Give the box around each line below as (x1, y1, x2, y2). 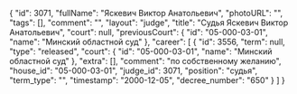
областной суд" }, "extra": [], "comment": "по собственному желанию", (9, 56, 282, 66)
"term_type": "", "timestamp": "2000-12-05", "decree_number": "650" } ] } (9, 75, 286, 85)
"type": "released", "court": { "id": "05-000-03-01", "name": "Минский (9, 46, 273, 57)
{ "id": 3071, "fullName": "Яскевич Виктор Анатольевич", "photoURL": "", (9, 8, 283, 18)
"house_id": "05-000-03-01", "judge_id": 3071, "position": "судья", (9, 65, 258, 76)
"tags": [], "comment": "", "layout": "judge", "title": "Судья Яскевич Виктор (9, 17, 289, 28)
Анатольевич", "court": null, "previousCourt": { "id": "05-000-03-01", (9, 27, 268, 37)
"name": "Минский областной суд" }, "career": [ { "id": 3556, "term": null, (9, 36, 286, 47)
